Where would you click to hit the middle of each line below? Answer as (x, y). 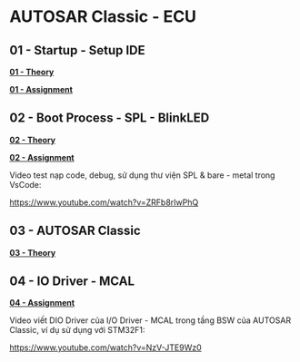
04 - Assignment (42, 303)
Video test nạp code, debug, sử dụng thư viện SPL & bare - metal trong (142, 175)
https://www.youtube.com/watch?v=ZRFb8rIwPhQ (104, 202)
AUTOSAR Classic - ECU (103, 17)
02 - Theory (33, 140)
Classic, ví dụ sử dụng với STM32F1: (77, 330)
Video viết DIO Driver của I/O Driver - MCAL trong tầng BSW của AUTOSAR (150, 320)
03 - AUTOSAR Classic (75, 231)
